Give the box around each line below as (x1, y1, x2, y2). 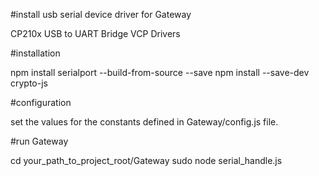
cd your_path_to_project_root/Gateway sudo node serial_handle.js (10, 155, 283, 166)
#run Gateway (10, 135, 69, 147)
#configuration (10, 97, 72, 108)
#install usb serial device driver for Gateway (10, 9, 192, 20)
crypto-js (10, 77, 48, 89)
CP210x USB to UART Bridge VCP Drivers (10, 28, 181, 39)
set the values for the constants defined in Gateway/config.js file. (10, 116, 279, 128)
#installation (10, 47, 61, 59)
